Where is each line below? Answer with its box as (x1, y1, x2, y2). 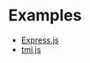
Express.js (20, 35, 59, 45)
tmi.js (20, 43, 41, 54)
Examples (8, 5, 82, 26)
